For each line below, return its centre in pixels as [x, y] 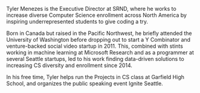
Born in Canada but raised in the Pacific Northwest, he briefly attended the [99, 33]
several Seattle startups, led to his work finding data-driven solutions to [95, 59]
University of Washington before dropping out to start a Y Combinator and [98, 40]
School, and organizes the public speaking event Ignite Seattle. [85, 83]
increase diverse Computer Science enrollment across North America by [97, 15]
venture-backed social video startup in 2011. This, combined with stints [95, 46]
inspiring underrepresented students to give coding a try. [77, 21]
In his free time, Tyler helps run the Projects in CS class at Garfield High [95, 77]
